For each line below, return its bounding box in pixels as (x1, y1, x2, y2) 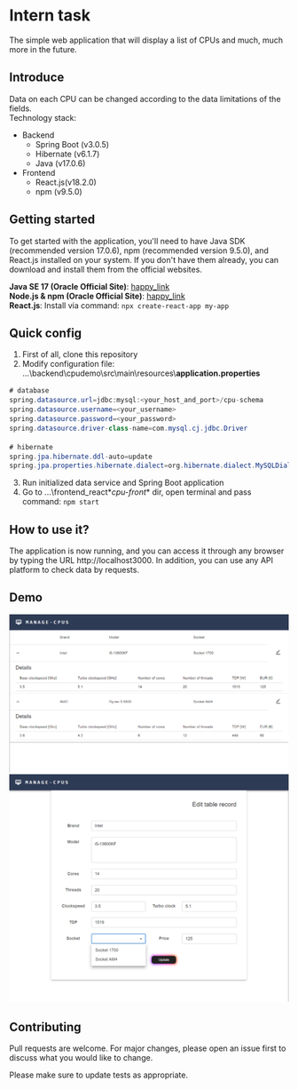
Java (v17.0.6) (35, 157, 86, 169)
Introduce (9, 70, 65, 85)
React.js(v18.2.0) (35, 177, 98, 187)
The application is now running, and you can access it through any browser (9, 545, 285, 556)
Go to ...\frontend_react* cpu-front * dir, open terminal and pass (21, 487, 252, 497)
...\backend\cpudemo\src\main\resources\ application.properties (21, 368, 261, 378)
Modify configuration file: (21, 359, 115, 370)
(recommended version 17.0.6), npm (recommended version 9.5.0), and (9, 245, 269, 256)
